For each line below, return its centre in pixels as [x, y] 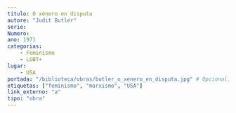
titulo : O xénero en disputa [50, 14]
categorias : [25, 46]
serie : [17, 27]
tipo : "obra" [26, 99]
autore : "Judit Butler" [42, 20]
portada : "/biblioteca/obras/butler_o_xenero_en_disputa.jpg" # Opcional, [119, 79]
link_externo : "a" [34, 92]
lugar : [17, 66]
